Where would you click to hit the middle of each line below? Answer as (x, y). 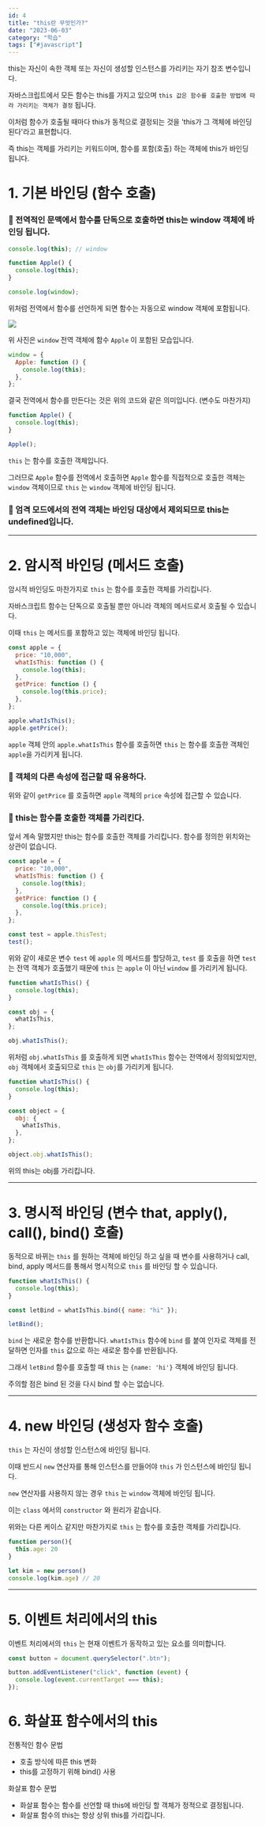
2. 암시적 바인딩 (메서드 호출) (97, 566)
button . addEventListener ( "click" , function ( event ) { (99, 1673)
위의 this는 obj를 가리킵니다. (52, 1170)
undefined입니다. (41, 521)
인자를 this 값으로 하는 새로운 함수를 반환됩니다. (103, 1351)
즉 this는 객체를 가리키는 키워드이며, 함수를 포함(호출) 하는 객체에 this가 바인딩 (129, 149)
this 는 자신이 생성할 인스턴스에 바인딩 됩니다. (80, 1450)
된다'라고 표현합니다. (40, 132)
